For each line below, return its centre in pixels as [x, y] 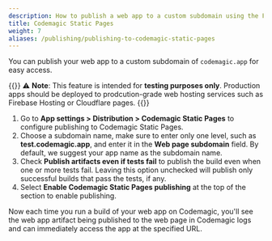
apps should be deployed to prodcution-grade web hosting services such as [136, 95]
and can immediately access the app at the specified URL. [105, 229]
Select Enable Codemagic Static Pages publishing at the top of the [133, 188]
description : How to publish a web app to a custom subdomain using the [134, 16]
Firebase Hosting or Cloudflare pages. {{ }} [79, 103]
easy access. [30, 70]
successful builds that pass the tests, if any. [93, 179]
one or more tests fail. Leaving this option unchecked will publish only [136, 170]
